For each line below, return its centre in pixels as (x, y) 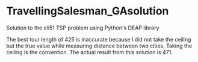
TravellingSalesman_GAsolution (88, 11)
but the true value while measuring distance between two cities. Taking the (99, 46)
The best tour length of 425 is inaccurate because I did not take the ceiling (99, 39)
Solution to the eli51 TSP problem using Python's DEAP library (83, 28)
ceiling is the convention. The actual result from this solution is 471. (90, 52)
